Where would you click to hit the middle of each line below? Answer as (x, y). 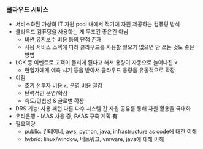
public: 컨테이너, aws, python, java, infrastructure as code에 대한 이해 (111, 132)
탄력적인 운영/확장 (46, 93)
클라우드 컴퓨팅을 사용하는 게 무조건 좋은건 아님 (72, 32)
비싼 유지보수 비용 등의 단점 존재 (63, 40)
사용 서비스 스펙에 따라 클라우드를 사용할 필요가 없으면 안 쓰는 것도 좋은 (109, 47)
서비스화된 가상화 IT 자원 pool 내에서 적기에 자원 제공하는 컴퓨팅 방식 (98, 24)
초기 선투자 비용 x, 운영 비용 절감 (63, 86)
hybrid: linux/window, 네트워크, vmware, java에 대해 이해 (94, 139)
